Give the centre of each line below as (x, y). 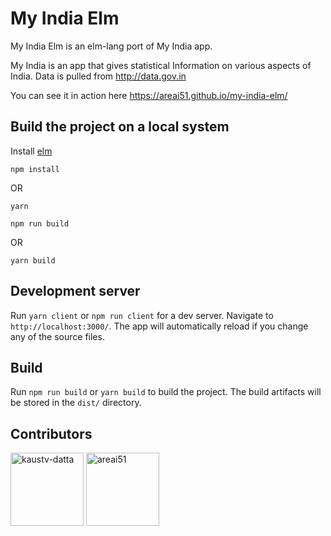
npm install (35, 169)
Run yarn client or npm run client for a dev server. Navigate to (142, 315)
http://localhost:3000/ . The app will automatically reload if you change (159, 326)
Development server (75, 291)
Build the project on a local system (120, 127)
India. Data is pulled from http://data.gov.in (98, 76)
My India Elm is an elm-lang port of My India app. (111, 46)
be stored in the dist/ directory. (76, 403)
